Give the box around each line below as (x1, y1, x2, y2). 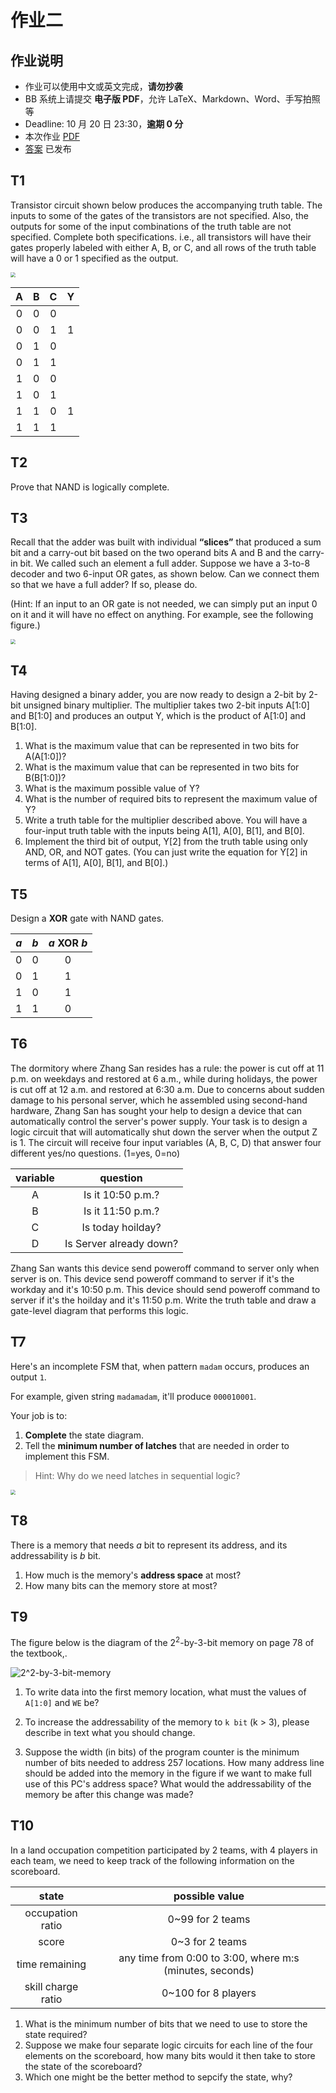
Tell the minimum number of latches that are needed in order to (24, 1439, 290, 1451)
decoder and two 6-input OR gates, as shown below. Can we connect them (10, 568, 320, 580)
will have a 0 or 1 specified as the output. (10, 252, 179, 264)
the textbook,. (10, 1647, 68, 1659)
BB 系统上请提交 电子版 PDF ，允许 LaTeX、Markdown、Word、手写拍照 (24, 93, 321, 105)
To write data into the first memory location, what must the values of (24, 1686, 307, 1698)
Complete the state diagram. (24, 1429, 144, 1441)
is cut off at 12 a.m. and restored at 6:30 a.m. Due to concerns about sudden (10, 1083, 325, 1095)
